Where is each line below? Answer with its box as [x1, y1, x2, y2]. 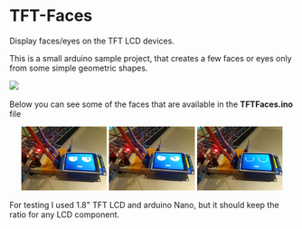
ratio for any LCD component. [9, 209, 120, 220]
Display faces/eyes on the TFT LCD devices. [9, 35, 175, 46]
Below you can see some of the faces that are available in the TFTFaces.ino [9, 99, 294, 110]
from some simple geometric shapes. [9, 62, 148, 73]
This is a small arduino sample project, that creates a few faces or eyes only [9, 52, 292, 63]
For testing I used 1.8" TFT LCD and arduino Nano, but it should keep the [9, 200, 279, 211]
